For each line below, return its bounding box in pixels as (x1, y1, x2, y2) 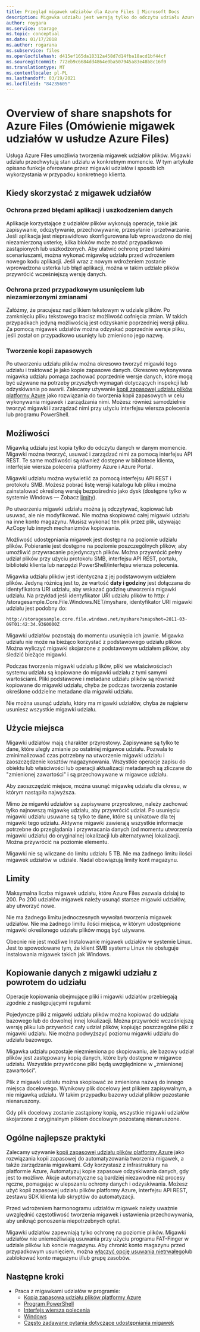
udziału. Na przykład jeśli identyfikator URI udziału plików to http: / (6, 592, 169, 599)
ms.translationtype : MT (6, 64, 65, 70)
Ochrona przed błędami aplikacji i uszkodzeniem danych (6, 206, 173, 214)
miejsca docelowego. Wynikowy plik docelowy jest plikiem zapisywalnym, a (6, 1085, 192, 1092)
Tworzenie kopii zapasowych (6, 346, 92, 355)
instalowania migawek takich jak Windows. (6, 950, 111, 957)
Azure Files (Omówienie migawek (6, 119, 176, 133)
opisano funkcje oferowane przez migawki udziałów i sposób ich (6, 164, 165, 171)
